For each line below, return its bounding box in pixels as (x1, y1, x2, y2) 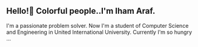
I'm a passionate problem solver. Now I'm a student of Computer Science (6, 22, 189, 29)
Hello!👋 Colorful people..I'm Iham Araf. (6, 6, 156, 16)
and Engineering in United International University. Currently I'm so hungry (6, 28, 193, 36)
